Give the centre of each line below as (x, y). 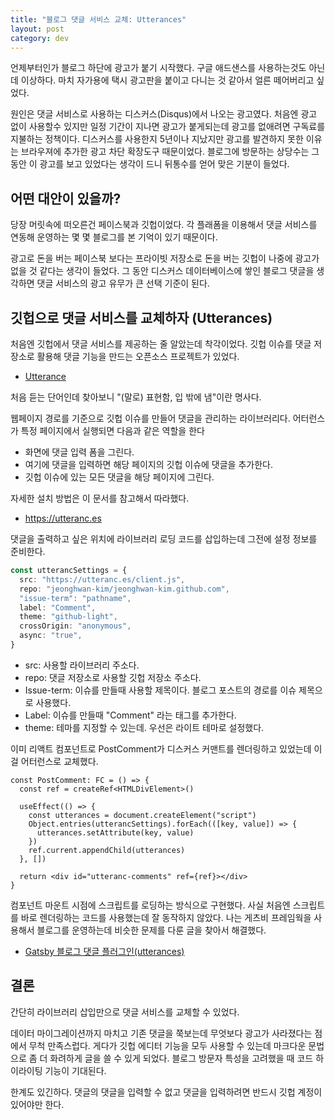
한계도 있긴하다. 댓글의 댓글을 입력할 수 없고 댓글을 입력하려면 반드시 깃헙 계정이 (166, 1092)
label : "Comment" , (58, 607)
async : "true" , (51, 636)
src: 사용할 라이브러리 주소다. (82, 665)
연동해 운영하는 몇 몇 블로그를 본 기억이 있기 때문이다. (114, 237)
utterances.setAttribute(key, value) (115, 832)
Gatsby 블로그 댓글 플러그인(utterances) (104, 951)
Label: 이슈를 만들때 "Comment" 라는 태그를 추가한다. (130, 715)
